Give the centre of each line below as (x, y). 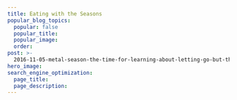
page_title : (31, 79)
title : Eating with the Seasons (55, 14)
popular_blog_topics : (39, 20)
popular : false (36, 27)
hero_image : (25, 66)
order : (23, 46)
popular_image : (36, 40)
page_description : (41, 86)
